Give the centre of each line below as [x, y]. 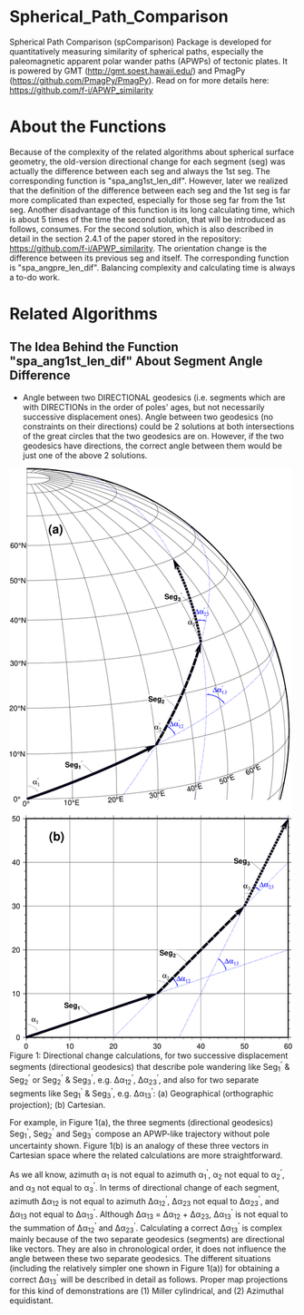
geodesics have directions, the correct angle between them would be [152, 446]
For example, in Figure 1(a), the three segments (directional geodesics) [142, 1123]
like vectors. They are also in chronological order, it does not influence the [148, 1249]
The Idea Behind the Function [94, 347]
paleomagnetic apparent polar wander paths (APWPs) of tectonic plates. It [149, 61]
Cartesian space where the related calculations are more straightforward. [146, 1155]
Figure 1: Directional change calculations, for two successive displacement [149, 1055]
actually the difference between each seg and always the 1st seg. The [140, 171]
